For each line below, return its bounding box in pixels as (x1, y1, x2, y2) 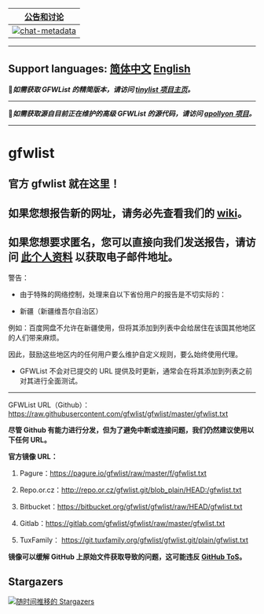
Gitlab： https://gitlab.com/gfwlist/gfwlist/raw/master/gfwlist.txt (19, 518, 225, 528)
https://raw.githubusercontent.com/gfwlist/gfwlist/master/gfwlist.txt (8, 409, 229, 418)
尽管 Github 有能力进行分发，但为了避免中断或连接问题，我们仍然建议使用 (8, 425, 247, 435)
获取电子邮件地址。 (85, 251, 178, 264)
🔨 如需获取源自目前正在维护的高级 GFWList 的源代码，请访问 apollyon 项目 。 (8, 108, 256, 118)
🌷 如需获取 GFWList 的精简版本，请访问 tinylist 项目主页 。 (8, 84, 195, 94)
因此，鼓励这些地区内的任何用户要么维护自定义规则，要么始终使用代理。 (8, 349, 242, 358)
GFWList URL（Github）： (8, 400, 90, 410)
